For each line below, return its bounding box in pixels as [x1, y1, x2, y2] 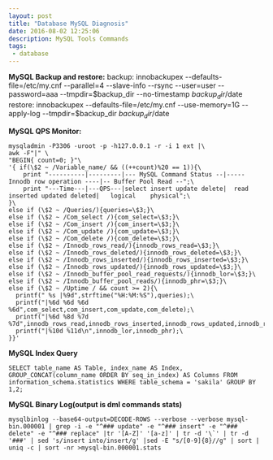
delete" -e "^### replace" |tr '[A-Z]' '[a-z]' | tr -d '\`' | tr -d [8, 429, 249, 437]
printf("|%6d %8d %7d [15, 312, 89, 321]
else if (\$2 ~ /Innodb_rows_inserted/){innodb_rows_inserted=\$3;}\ [8, 255, 249, 264]
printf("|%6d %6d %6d [15, 298, 89, 306]
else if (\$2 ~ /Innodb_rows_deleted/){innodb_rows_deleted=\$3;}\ [8, 249, 242, 257]
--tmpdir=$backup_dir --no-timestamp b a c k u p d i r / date [59, 89, 243, 101]
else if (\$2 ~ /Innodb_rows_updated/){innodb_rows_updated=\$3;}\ [8, 263, 242, 271]
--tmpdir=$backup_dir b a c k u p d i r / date [41, 108, 170, 120]
